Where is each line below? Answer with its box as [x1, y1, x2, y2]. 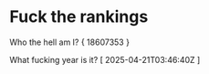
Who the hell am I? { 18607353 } [9, 37, 131, 48]
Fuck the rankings [9, 6, 149, 27]
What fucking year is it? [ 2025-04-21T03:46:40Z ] [9, 54, 201, 65]
